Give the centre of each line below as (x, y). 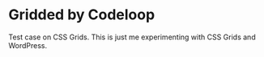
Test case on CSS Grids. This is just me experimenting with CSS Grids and (132, 37)
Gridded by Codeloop (82, 15)
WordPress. (28, 45)
